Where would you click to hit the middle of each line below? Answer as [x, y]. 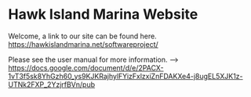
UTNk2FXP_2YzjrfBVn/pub [52, 84]
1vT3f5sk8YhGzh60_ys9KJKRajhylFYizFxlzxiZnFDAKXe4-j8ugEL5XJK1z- [125, 76]
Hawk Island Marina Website [103, 14]
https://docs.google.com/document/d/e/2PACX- [86, 67]
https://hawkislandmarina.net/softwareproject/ [83, 44]
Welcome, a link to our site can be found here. [82, 36]
